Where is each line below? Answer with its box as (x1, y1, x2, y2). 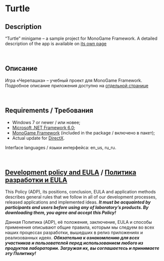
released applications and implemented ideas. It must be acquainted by (5, 199, 151, 205)
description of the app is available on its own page (5, 41, 107, 47)
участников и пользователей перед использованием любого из (5, 240, 143, 246)
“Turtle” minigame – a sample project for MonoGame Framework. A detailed (5, 35, 158, 41)
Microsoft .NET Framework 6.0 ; (12, 125, 76, 130)
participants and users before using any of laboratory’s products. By (5, 205, 149, 210)
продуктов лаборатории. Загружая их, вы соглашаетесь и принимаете (5, 245, 160, 251)
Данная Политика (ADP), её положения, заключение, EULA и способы (5, 219, 152, 225)
